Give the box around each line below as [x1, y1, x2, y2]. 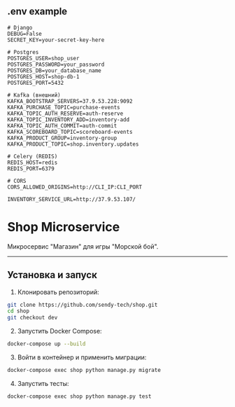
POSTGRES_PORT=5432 [7, 79, 64, 86]
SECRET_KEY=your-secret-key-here [7, 36, 105, 43]
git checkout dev [7, 315, 58, 322]
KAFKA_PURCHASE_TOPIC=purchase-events [7, 104, 120, 111]
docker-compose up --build [7, 340, 86, 347]
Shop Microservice [7, 219, 120, 235]
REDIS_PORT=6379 [7, 165, 55, 172]
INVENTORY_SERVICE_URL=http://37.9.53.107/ [7, 195, 136, 202]
